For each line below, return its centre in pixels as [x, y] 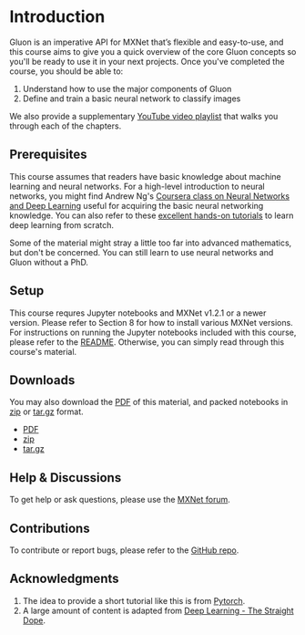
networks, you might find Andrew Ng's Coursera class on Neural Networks [149, 196]
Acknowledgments [65, 579]
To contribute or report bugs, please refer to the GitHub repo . [124, 550]
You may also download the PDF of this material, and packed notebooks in [149, 402]
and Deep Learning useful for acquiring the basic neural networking [137, 205]
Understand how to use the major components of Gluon [127, 88]
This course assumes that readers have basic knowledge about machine [146, 176]
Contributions [50, 528]
